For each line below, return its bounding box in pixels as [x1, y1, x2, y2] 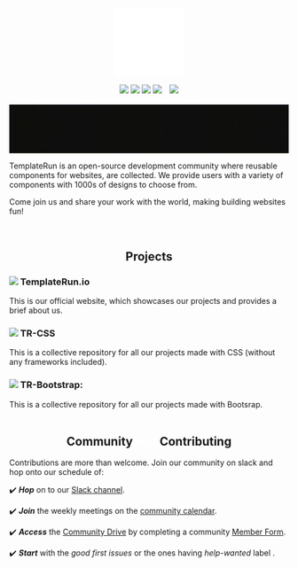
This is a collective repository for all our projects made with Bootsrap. [9, 399, 263, 409]
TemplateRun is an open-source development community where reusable [9, 160, 278, 171]
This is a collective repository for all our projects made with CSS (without [9, 347, 276, 358]
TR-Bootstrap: [20, 379, 83, 392]
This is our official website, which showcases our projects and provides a [9, 295, 278, 306]
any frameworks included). [9, 357, 108, 368]
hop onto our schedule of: [9, 467, 105, 478]
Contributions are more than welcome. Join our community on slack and [9, 457, 273, 468]
